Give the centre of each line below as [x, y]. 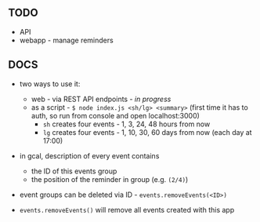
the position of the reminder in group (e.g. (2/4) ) [110, 179]
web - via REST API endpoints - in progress [101, 99]
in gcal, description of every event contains [89, 155]
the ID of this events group [74, 171]
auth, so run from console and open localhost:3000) [115, 115]
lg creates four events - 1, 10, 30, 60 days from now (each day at [147, 132]
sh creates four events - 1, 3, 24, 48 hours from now [126, 124]
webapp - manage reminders [66, 40]
